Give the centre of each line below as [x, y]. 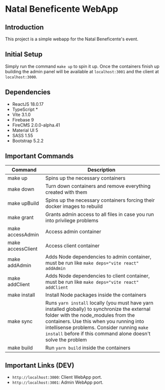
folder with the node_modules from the [90, 315]
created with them [66, 192]
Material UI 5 [25, 130]
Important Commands [39, 156]
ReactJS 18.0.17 [28, 104]
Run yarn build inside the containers [88, 348]
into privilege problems [72, 221]
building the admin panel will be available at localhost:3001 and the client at [82, 71]
